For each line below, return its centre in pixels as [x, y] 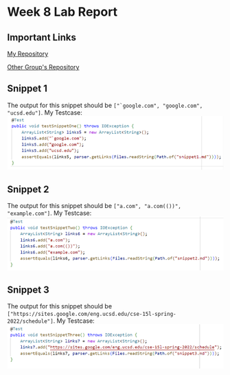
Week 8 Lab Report [62, 12]
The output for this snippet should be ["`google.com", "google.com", [105, 105]
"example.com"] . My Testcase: [49, 213]
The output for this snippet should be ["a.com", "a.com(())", [94, 206]
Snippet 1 [27, 89]
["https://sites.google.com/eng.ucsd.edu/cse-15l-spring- [92, 314]
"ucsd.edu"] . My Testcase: [45, 112]
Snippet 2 [28, 189]
